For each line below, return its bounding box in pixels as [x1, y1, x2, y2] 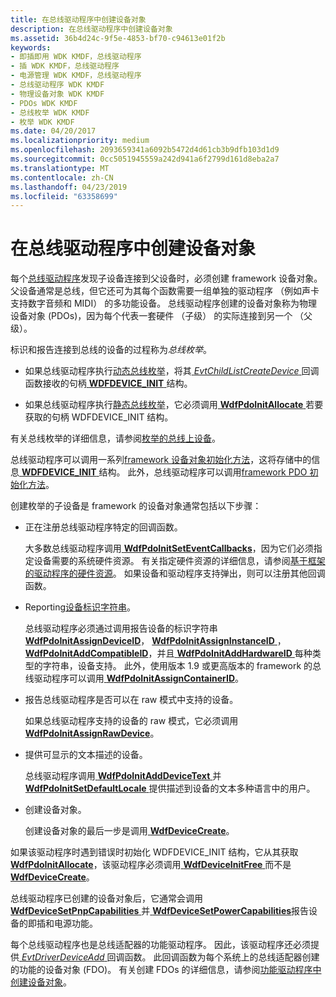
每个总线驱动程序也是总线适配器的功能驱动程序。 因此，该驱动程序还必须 [10, 939, 311, 951]
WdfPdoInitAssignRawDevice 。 [24, 727, 160, 740]
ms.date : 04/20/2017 [10, 126, 97, 136]
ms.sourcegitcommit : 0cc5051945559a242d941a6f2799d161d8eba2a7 [10, 154, 280, 164]
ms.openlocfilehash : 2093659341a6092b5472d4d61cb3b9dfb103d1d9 [10, 145, 280, 155]
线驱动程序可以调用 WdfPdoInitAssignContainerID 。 [24, 672, 245, 685]
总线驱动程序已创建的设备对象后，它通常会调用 [10, 892, 203, 905]
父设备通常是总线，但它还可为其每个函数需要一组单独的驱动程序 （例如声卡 [10, 285, 320, 297]
